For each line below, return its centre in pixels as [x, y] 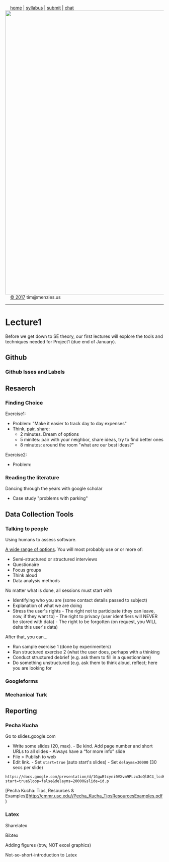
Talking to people [27, 529]
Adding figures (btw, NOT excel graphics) [48, 845]
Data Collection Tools [39, 514]
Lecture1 [23, 322]
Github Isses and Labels [35, 372]
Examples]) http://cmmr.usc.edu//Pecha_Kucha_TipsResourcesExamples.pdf [84, 796]
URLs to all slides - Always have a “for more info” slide [69, 751]
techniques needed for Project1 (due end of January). [61, 341]
